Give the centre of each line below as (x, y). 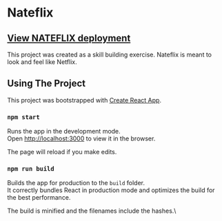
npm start (23, 117)
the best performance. (39, 198)
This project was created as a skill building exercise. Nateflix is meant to (110, 54)
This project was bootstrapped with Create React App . (84, 100)
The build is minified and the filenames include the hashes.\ (92, 211)
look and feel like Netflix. (42, 62)
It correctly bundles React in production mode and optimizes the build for (111, 190)
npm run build (31, 169)
